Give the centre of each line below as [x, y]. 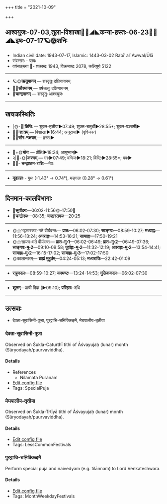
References [24, 372]
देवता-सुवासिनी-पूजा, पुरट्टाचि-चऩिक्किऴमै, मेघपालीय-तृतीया [59, 321]
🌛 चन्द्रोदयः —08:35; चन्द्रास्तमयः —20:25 [46, 216]
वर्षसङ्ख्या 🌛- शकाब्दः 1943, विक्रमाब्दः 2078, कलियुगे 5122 [62, 66]
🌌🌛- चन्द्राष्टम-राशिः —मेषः [33, 163]
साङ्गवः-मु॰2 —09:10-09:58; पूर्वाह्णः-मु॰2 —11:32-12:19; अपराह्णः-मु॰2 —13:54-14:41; [86, 248]
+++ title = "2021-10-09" [31, 7]
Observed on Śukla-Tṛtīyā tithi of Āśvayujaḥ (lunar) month [64, 412]
